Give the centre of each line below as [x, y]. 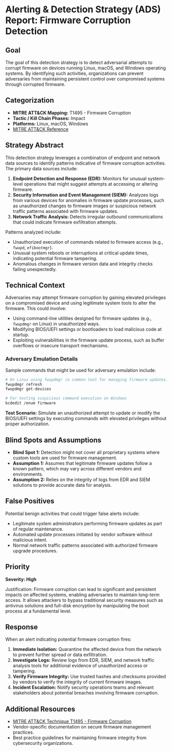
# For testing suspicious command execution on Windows [66, 399]
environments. [28, 474]
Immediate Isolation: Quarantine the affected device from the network [87, 649]
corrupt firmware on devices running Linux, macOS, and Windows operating [86, 68]
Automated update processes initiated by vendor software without [82, 534]
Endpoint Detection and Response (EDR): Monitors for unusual [80, 179]
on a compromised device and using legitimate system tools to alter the [81, 303]
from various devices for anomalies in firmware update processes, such [89, 200]
